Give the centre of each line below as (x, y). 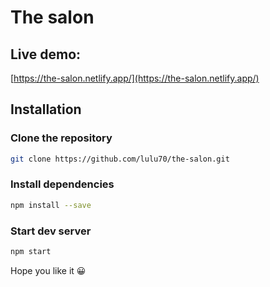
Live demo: (46, 54)
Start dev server (51, 231)
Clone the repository (61, 138)
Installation (46, 109)
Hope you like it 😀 (48, 270)
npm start (31, 252)
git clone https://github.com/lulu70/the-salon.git (120, 159)
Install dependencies (62, 184)
